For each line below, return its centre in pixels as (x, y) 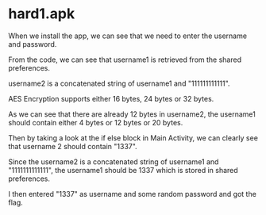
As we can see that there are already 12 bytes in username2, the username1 (132, 114)
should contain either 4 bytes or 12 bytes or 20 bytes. (96, 122)
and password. (33, 44)
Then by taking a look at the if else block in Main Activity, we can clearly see (133, 138)
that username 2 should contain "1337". (73, 146)
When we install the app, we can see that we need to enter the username (128, 36)
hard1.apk (42, 14)
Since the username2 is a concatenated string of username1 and (114, 161)
